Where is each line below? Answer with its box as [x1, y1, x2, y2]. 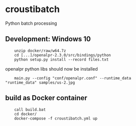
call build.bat [14, 107, 46, 112]
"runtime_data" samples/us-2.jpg [5, 80, 75, 85]
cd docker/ [14, 111, 37, 116]
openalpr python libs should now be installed [5, 66, 98, 72]
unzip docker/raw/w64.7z [14, 48, 66, 53]
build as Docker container [5, 94, 88, 102]
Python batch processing [5, 20, 57, 26]
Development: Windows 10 [5, 35, 91, 43]
